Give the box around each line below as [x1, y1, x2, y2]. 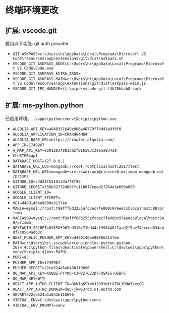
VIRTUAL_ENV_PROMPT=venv [12, 303, 65, 308]
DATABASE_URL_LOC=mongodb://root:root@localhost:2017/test [12, 164, 140, 169]
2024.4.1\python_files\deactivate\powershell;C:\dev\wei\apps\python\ [12, 245, 164, 250]
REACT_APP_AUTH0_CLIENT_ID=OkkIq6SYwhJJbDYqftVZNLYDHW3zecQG [12, 281, 144, 286]
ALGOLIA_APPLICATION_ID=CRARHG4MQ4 [12, 132, 88, 137]
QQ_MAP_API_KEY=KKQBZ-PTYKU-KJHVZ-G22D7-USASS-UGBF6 [12, 271, 126, 276]
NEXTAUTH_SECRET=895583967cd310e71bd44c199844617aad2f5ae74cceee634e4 [12, 225, 164, 230]
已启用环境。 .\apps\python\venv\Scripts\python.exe [5, 115, 117, 121]
